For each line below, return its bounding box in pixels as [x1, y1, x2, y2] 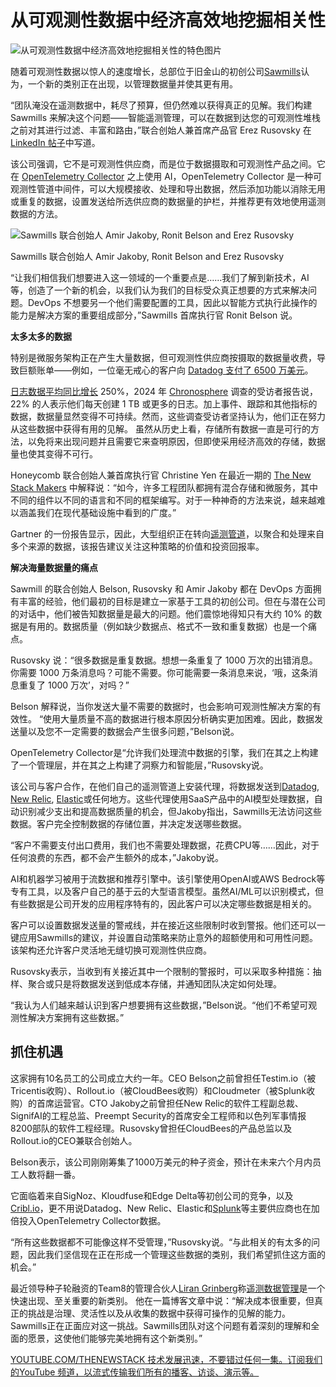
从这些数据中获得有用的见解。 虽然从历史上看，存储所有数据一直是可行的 [10, 422, 311, 435]
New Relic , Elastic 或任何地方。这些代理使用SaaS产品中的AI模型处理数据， [10, 792, 315, 805]
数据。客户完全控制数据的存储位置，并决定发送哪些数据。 [10, 817, 247, 830]
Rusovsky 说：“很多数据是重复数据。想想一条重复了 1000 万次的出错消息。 [10, 654, 318, 666]
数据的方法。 [10, 207, 63, 220]
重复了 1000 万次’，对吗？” [18, 679, 130, 691]
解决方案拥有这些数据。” [27, 1011, 125, 1023]
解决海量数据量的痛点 [10, 561, 98, 573]
